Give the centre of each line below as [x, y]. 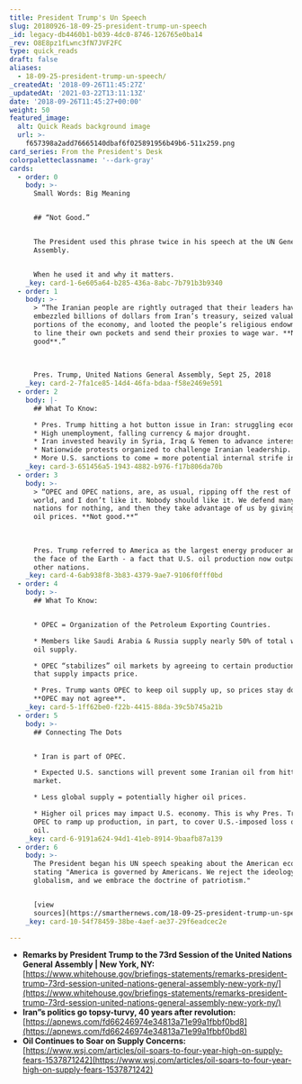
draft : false [34, 59]
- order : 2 [38, 392]
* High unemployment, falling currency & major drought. [142, 433]
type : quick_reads [44, 51]
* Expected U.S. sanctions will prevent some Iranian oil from [154, 773]
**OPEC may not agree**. [80, 699]
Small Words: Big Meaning [81, 194]
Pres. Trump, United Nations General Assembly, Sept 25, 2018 [152, 375]
